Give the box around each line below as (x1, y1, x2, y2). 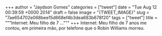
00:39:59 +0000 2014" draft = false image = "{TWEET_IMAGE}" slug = (5, 9, 150, 15)
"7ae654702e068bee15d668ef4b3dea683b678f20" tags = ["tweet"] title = (5, 15, 158, 20)
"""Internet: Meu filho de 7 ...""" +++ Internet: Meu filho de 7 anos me (5, 20, 147, 26)
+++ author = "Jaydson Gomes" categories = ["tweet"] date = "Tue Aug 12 (5, 4, 157, 10)
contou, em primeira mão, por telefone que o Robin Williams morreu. (5, 25, 145, 31)
